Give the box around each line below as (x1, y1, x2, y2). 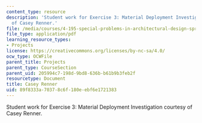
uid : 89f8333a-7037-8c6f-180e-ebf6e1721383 (6, 87, 117, 93)
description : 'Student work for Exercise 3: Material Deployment (6, 14, 173, 20)
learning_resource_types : (6, 37, 71, 43)
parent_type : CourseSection (6, 64, 77, 71)
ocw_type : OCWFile (6, 53, 52, 59)
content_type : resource (6, 8, 66, 15)
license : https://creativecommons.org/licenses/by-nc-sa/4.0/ (6, 48, 165, 54)
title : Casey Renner (6, 82, 58, 88)
